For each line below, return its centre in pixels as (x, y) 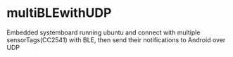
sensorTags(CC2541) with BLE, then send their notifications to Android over (116, 39)
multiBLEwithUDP (59, 13)
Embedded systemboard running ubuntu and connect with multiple (103, 32)
